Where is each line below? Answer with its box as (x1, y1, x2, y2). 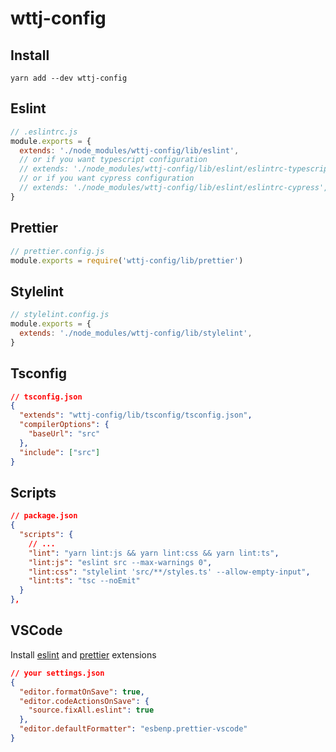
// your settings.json (10, 668, 105, 678)
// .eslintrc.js (10, 127, 78, 137)
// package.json (10, 511, 78, 521)
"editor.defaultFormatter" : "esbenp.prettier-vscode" (19, 724, 248, 734)
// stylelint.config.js (10, 310, 110, 320)
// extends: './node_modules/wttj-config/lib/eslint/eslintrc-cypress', (19, 183, 329, 193)
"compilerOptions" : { (19, 420, 110, 430)
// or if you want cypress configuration (19, 173, 195, 184)
